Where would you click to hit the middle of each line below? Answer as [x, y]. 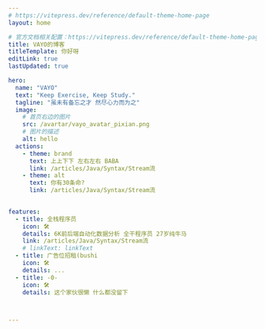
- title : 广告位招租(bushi [57, 256]
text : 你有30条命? [57, 183]
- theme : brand [47, 153]
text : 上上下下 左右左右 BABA [74, 161]
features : [24, 212]
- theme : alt [44, 176]
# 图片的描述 [41, 132]
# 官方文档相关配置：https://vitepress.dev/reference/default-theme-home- [128, 37]
